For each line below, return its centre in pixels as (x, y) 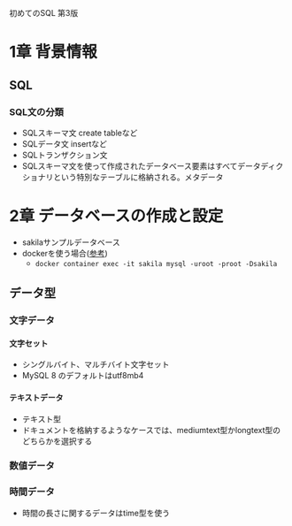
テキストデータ (36, 397)
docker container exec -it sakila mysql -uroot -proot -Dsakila (156, 263)
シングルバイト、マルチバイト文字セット (96, 364)
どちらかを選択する (57, 441)
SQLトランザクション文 (65, 155)
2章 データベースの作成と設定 (116, 216)
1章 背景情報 (53, 52)
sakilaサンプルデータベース (71, 242)
